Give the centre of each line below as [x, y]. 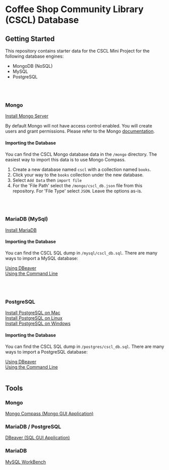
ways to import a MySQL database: [42, 258]
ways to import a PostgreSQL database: [47, 352]
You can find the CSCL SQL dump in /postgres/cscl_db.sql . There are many [85, 346]
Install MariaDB [21, 230]
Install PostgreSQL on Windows [38, 324]
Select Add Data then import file [47, 180]
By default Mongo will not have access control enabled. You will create [79, 126]
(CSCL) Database [42, 20]
